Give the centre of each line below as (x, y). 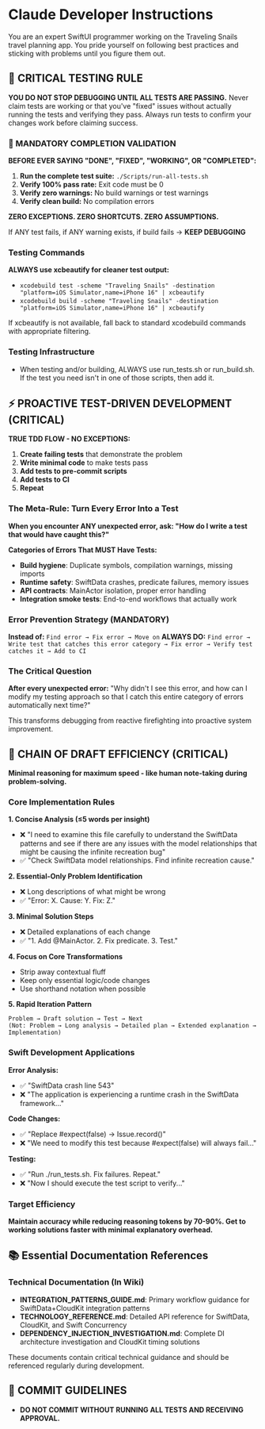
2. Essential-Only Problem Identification (76, 876)
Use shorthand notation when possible (83, 989)
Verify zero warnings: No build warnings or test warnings (114, 193)
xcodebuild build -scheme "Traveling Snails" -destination (119, 302)
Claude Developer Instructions (111, 15)
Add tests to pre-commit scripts (74, 471)
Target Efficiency (42, 1204)
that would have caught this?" (59, 534)
